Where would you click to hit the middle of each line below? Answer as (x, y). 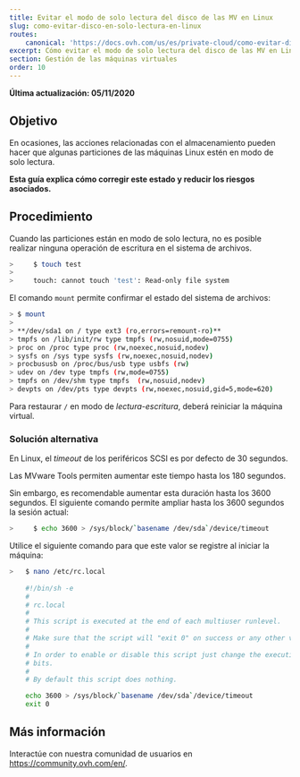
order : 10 (28, 68)
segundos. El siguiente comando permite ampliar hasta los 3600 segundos (147, 503)
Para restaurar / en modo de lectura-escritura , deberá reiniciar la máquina (146, 406)
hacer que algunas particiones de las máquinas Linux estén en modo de (142, 152)
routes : (24, 34)
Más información (58, 732)
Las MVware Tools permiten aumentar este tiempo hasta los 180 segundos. (148, 476)
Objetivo (33, 121)
